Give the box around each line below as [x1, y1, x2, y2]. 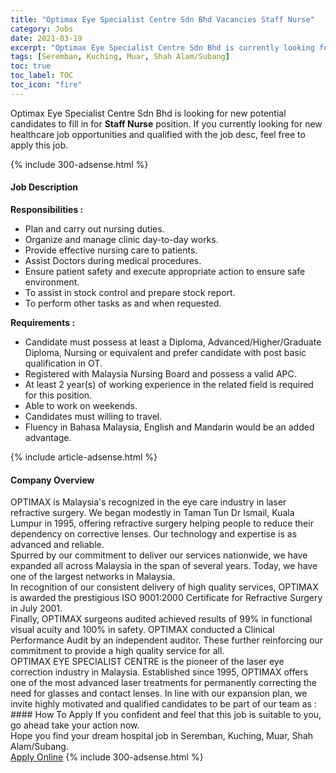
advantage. [24, 431, 72, 443]
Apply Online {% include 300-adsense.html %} [10, 751, 204, 763]
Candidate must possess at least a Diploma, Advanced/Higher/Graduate [24, 336, 322, 348]
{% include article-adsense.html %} [10, 451, 158, 463]
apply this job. [10, 139, 69, 151]
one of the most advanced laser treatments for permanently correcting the [10, 677, 317, 689]
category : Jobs [10, 24, 74, 34]
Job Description [10, 181, 79, 193]
